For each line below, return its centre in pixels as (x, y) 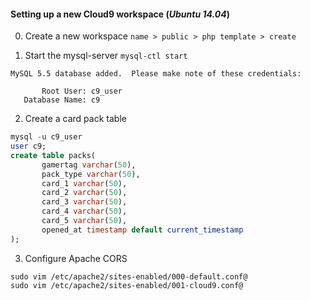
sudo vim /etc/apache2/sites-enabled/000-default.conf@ (129, 276)
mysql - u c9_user (46, 137)
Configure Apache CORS (76, 258)
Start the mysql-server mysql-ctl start (106, 56)
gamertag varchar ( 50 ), (89, 165)
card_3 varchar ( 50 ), (84, 202)
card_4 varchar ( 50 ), (84, 211)
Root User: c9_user (82, 91)
